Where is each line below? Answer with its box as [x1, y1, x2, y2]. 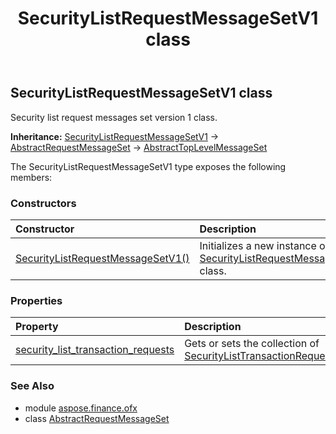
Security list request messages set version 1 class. [10, 111, 218, 123]
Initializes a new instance [199, 238, 317, 252]
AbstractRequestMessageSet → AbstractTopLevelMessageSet [10, 141, 268, 153]
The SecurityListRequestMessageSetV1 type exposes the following [10, 160, 287, 172]
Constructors [10, 196, 77, 210]
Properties [10, 293, 63, 307]
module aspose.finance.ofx [24, 402, 138, 414]
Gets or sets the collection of [184, 337, 320, 351]
